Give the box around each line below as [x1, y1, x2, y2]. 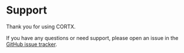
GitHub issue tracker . [6, 41, 57, 48]
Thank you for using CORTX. [6, 23, 76, 30]
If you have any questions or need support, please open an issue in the [6, 34, 179, 41]
